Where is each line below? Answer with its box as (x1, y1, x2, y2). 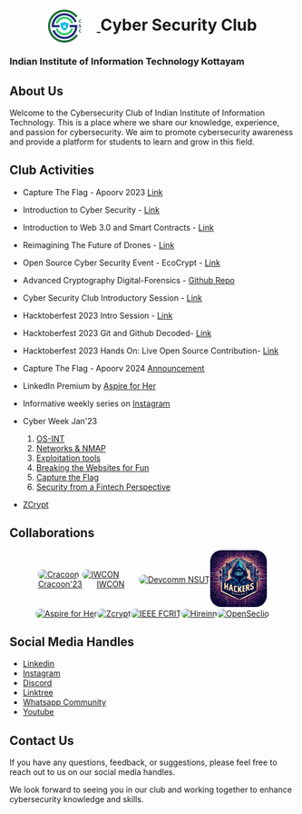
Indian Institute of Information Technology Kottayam (9, 55, 245, 68)
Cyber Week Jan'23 (22, 415, 98, 426)
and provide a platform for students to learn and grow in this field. (9, 136, 256, 147)
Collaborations (9, 525, 95, 541)
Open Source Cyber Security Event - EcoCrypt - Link (22, 257, 220, 268)
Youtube (22, 707, 54, 718)
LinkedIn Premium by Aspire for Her (22, 380, 157, 391)
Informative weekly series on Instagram (22, 398, 170, 409)
